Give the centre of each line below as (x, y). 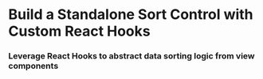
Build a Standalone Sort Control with (131, 15)
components (33, 66)
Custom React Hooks (79, 31)
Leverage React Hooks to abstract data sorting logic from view (131, 56)
